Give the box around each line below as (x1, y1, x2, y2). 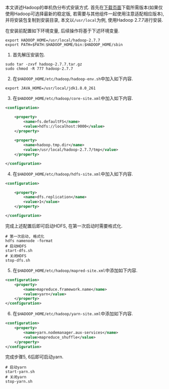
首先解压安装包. (12, 52, 45, 58)
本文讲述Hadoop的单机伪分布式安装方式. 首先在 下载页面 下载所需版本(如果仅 (5, 5, 163, 10)
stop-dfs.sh (5, 258, 30, 263)
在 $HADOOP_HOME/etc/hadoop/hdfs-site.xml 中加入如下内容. (12, 171, 133, 177)
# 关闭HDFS (5, 253, 27, 258)
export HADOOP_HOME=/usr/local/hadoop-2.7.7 (5, 38, 100, 43)
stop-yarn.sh (5, 379, 33, 384)
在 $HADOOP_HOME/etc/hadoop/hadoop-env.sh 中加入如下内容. (12, 76, 133, 82)
